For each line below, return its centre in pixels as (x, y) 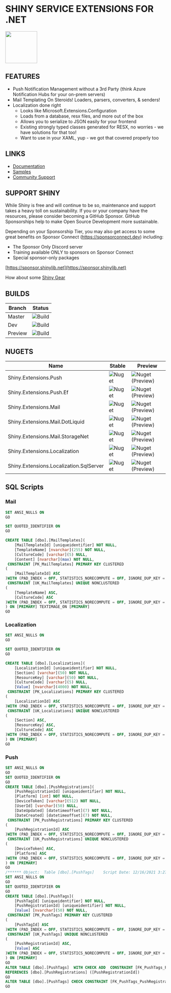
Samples (22, 171)
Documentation (29, 166)
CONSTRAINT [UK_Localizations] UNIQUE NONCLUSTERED (63, 711)
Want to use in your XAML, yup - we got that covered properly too (90, 138)
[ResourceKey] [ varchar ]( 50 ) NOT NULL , (57, 678)
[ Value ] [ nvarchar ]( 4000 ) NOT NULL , (53, 687)
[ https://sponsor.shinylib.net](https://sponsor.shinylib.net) (66, 268)
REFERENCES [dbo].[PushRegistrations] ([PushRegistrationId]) (73, 972)
